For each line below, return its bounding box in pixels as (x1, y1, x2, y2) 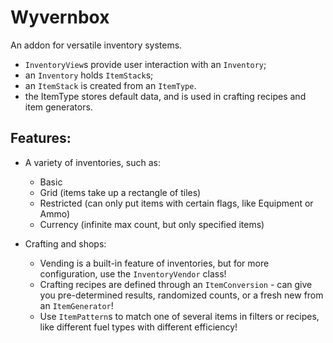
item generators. (24, 101, 93, 113)
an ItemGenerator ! (39, 299, 114, 311)
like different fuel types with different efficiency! (39, 321, 238, 333)
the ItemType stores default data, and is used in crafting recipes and (24, 90, 307, 102)
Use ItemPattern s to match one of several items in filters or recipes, (39, 310, 320, 322)
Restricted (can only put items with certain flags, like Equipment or (39, 197, 314, 209)
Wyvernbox (10, 6, 110, 29)
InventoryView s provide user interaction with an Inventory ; (24, 58, 267, 70)
